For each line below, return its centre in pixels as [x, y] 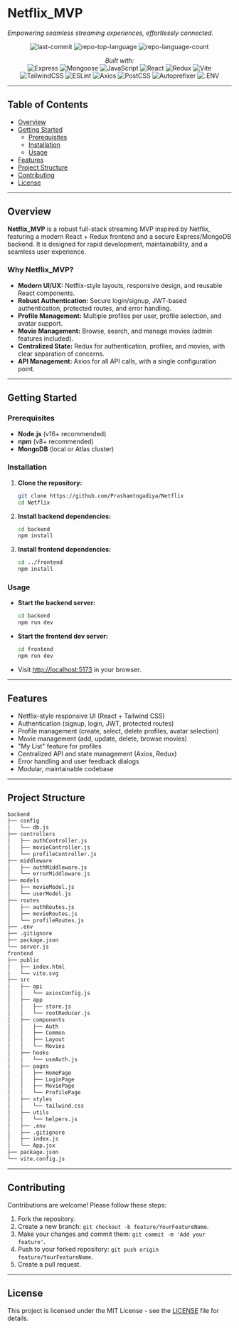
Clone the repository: [50, 483]
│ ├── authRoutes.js [41, 907]
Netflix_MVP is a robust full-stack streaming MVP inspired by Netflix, [109, 229]
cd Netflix [34, 503]
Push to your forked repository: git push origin [88, 1249]
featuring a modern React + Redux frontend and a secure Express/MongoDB [119, 236]
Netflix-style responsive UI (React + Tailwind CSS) [91, 716]
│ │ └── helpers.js [43, 1119]
